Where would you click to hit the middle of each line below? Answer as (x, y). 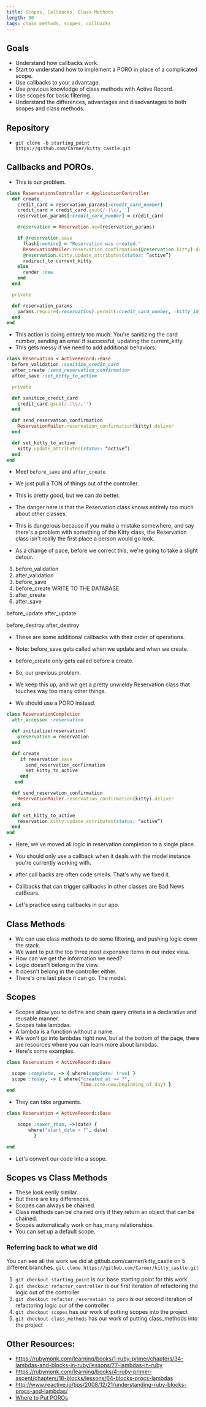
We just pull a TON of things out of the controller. (77, 484)
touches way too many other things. (60, 691)
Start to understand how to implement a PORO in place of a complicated (106, 70)
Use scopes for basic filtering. (53, 96)
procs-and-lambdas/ (41, 1391)
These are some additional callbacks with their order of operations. (100, 637)
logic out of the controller (47, 1292)
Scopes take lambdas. (43, 1025)
